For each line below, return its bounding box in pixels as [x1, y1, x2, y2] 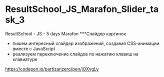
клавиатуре [12, 56, 37, 62]
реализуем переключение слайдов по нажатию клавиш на [12, 51, 139, 57]
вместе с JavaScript [12, 45, 55, 51]
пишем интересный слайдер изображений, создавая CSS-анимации [12, 40, 159, 46]
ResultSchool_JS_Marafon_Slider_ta [5, 3, 159, 15]
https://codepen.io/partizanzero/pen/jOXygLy [5, 66, 99, 72]
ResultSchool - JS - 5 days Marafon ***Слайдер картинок [5, 30, 126, 36]
